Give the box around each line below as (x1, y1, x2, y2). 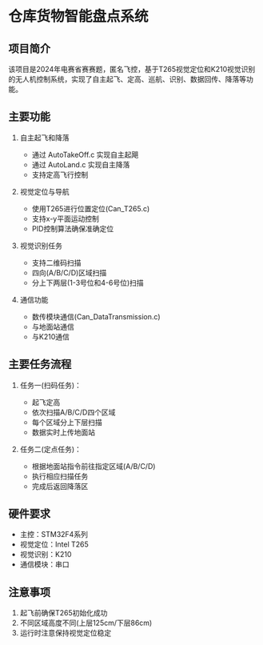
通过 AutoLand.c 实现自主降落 (31, 159, 130, 169)
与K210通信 (31, 331, 70, 341)
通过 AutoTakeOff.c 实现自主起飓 (31, 150, 139, 159)
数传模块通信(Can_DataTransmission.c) (31, 311, 161, 321)
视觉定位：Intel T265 (19, 539, 90, 549)
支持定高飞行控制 (31, 170, 89, 179)
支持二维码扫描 (31, 258, 82, 267)
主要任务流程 (8, 358, 72, 371)
